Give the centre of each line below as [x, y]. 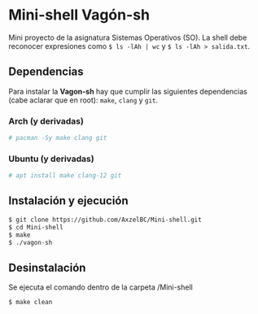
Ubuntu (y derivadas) [52, 159]
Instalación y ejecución [68, 201]
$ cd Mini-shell [36, 227]
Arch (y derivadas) [46, 121]
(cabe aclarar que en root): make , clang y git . [83, 100]
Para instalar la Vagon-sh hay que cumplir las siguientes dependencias [128, 91]
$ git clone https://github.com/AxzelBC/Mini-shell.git [105, 220]
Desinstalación [47, 267]
